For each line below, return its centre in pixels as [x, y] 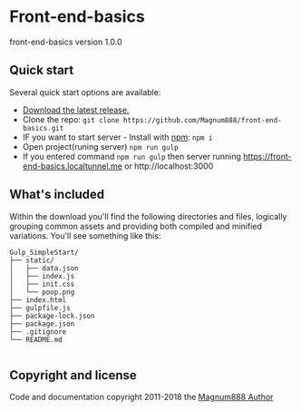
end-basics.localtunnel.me [72, 166]
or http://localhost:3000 [169, 166]
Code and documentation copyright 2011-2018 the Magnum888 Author [141, 397]
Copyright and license [73, 375]
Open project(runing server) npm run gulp [100, 146]
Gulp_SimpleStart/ [44, 252]
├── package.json [42, 324]
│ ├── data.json [44, 268]
